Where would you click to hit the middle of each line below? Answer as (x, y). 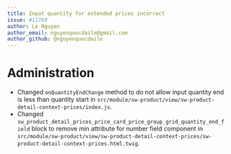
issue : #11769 (28, 20)
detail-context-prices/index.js (63, 107)
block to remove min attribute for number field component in (117, 129)
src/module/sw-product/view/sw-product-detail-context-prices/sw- (114, 137)
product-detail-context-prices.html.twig (77, 144)
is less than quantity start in (56, 100)
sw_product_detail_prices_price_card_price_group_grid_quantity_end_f (121, 122)
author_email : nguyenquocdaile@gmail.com (68, 33)
